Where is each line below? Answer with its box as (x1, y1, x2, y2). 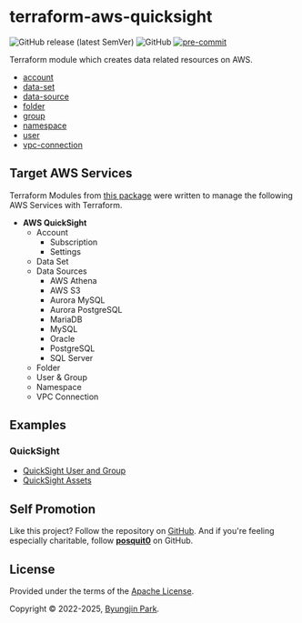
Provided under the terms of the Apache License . (9, 586, 195, 597)
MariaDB (49, 314, 83, 325)
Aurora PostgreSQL (49, 304, 123, 315)
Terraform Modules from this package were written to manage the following (9, 189, 294, 201)
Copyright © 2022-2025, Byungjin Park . (9, 603, 160, 615)
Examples (9, 417, 66, 433)
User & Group (35, 371, 88, 383)
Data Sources (35, 266, 88, 276)
